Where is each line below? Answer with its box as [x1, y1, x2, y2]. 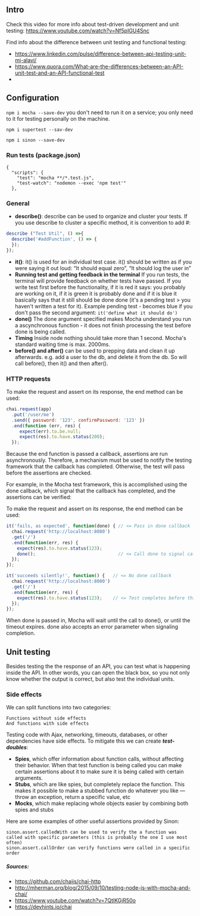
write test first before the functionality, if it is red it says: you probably [14, 283, 186, 290]
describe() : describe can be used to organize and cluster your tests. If [14, 213, 187, 220]
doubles [6, 744, 27, 751]
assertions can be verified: [6, 494, 72, 501]
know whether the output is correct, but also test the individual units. [6, 675, 175, 683]
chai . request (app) [6, 406, 52, 412]
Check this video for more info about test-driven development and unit [6, 20, 179, 27]
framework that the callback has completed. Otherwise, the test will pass [6, 463, 185, 470]
